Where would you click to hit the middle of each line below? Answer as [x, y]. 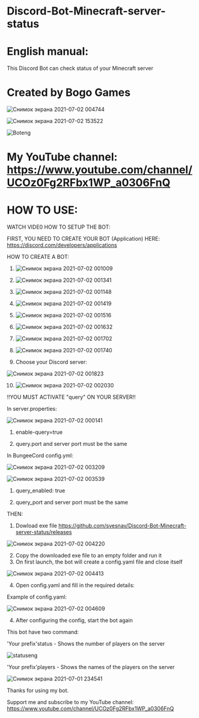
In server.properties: [32, 409]
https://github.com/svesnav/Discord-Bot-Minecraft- [123, 526]
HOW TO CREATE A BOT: [38, 257]
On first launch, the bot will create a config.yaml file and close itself [99, 562]
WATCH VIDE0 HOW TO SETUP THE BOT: [59, 227]
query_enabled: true [40, 491]
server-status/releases [44, 532]
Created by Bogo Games [69, 93]
